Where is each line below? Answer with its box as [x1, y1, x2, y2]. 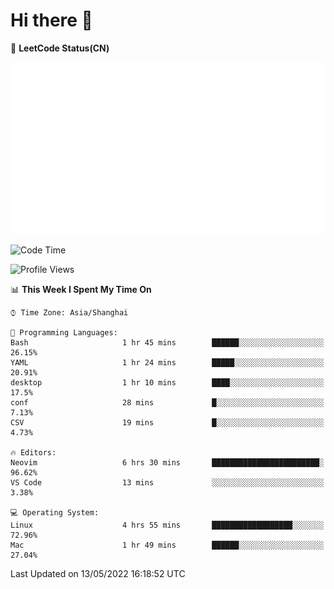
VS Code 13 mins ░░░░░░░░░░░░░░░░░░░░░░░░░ [10, 477, 325, 488]
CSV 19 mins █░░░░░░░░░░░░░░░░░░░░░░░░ [10, 417, 325, 428]
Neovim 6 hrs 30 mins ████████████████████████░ [10, 457, 325, 468]
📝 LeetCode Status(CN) [10, 42, 110, 54]
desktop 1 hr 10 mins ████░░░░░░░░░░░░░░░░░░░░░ [10, 377, 325, 388]
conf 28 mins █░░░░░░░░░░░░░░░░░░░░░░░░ [10, 397, 325, 408]
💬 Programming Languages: [10, 327, 118, 338]
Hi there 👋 [10, 9, 93, 32]
